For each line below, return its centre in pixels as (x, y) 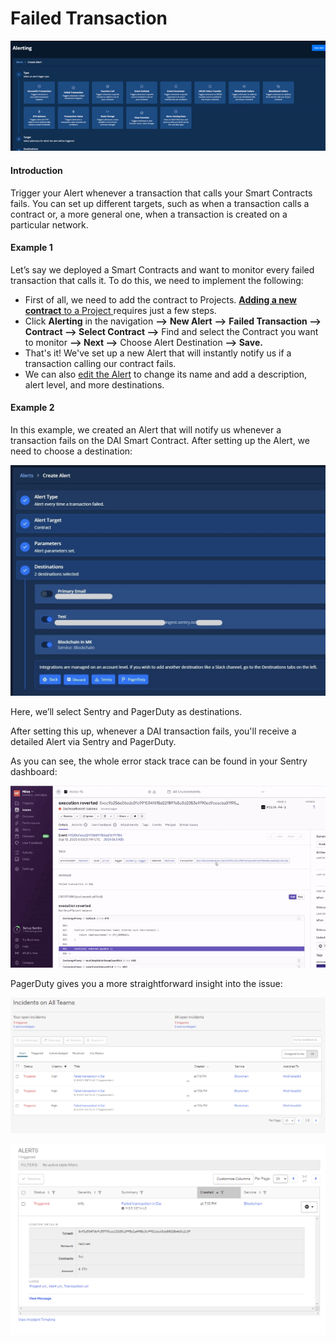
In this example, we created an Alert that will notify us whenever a (146, 429)
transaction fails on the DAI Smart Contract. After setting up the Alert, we (160, 440)
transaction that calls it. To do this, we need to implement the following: (157, 280)
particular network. (49, 224)
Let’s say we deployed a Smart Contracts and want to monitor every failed (162, 269)
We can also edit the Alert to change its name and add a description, (166, 374)
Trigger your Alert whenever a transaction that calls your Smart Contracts (161, 193)
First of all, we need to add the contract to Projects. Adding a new (160, 299)
